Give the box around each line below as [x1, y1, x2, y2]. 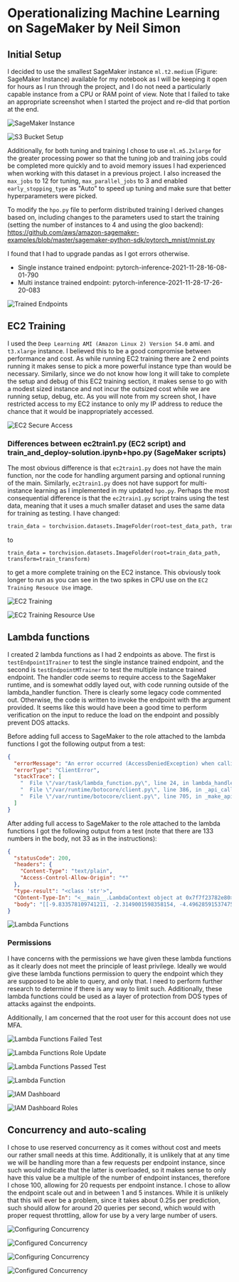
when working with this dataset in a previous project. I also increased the [7, 169, 222, 177]
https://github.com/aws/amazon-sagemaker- [7, 228, 140, 236]
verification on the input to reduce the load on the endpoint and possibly [7, 710, 219, 719]
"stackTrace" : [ [14, 773, 62, 780]
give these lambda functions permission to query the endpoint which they [7, 969, 224, 978]
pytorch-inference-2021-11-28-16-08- [116, 263, 228, 272]
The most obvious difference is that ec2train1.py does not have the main [7, 464, 222, 472]
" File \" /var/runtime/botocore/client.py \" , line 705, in [20, 793, 202, 801]
